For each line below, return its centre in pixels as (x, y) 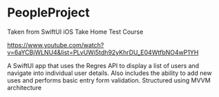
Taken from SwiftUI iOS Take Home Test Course (75, 32)
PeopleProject (48, 13)
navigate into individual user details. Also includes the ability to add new (109, 73)
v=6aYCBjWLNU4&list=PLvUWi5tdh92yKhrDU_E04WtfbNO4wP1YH (103, 52)
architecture (25, 87)
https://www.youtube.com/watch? (56, 45)
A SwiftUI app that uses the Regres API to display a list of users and (103, 65)
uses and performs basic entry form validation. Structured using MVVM (109, 80)
